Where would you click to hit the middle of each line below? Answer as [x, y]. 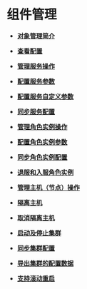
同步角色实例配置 [42, 157]
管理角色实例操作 [42, 126]
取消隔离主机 [36, 218]
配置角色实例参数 [42, 142]
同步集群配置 [36, 248]
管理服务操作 [36, 66]
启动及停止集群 [39, 233]
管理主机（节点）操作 [48, 187]
